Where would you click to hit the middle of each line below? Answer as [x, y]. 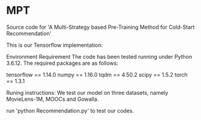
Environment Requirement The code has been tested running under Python [99, 56]
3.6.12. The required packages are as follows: [62, 63]
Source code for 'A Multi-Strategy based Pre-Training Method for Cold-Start [100, 27]
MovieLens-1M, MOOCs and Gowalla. [53, 99]
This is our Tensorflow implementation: [55, 45]
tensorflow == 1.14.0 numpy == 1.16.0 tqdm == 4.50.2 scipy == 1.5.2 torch [97, 74]
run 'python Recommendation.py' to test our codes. [70, 110]
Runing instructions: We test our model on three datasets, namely [87, 92]
